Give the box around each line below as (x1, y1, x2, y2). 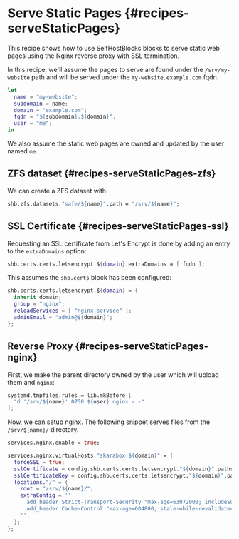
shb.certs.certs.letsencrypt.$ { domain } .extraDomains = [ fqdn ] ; (7, 261, 205, 268)
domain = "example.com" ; (14, 106, 87, 114)
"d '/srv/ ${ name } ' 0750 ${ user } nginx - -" (14, 398, 144, 405)
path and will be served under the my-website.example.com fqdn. (31, 73, 219, 81)
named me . (7, 147, 38, 156)
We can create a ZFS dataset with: (7, 186, 108, 195)
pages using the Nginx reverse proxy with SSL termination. (7, 51, 180, 60)
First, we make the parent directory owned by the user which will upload (7, 370, 219, 379)
